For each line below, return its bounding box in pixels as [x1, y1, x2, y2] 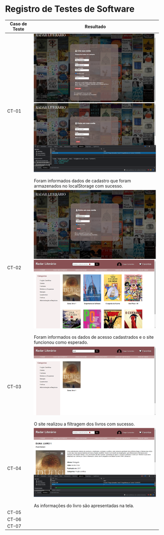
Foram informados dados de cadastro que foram [34, 178, 131, 184]
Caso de [9, 21, 27, 27]
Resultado [84, 23, 106, 29]
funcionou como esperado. [34, 339, 88, 346]
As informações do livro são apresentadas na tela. [34, 503, 134, 509]
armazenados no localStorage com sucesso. [34, 183, 123, 189]
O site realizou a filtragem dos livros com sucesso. [34, 421, 135, 427]
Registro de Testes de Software [5, 3, 135, 15]
